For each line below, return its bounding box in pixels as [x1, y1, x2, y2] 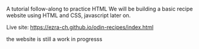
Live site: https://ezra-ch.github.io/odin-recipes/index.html [6, 24, 154, 31]
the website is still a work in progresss [6, 36, 103, 42]
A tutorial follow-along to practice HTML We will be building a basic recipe [6, 6, 194, 12]
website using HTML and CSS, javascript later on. [6, 12, 131, 19]
